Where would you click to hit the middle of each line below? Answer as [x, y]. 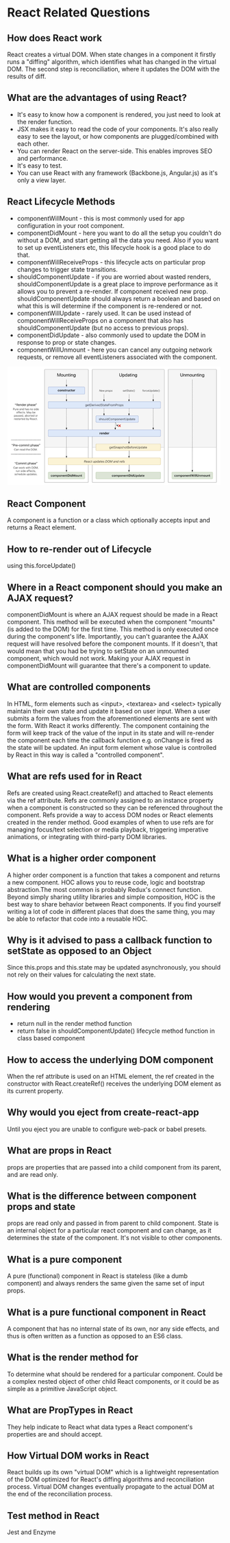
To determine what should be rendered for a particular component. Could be [115, 1374]
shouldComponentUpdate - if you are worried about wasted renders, [114, 277]
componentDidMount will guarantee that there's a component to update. [109, 666]
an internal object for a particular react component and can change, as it [109, 1231]
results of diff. [27, 76]
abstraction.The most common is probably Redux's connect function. [105, 889]
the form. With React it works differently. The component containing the [108, 725]
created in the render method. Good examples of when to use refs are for [111, 822]
